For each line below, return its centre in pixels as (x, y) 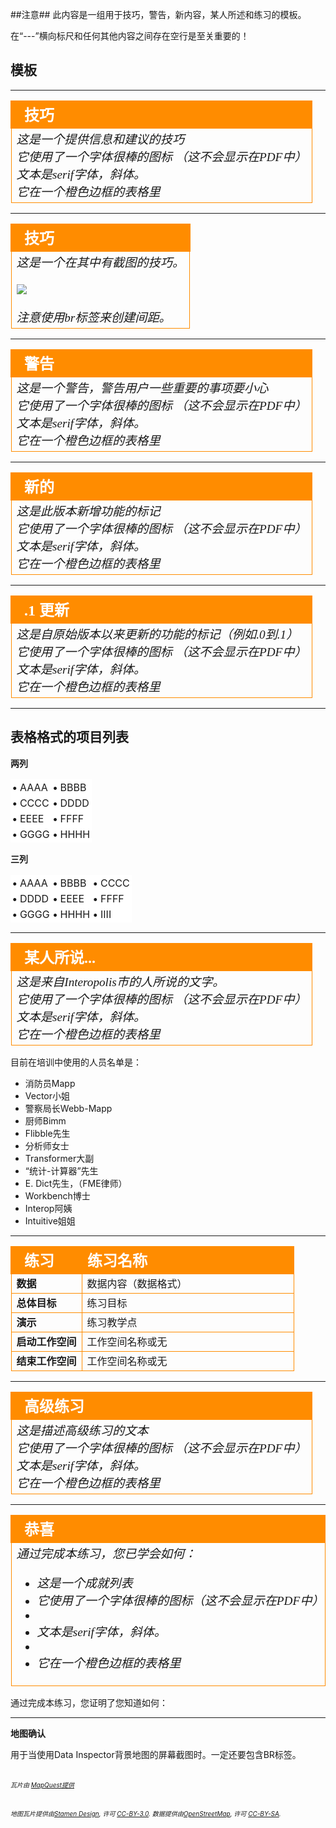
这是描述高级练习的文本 (82, 1430)
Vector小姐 (47, 1095)
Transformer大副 (59, 1158)
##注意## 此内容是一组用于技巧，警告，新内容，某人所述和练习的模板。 (158, 14)
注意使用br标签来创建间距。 (94, 317)
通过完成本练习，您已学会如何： (106, 1553)
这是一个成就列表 (84, 1583)
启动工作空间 (46, 1342)
